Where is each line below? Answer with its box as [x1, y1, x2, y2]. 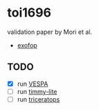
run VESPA [17, 80, 48, 88]
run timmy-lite [17, 87, 57, 95]
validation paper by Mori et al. [7, 28, 92, 36]
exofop [17, 41, 38, 49]
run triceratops [17, 95, 60, 103]
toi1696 [7, 5, 52, 21]
